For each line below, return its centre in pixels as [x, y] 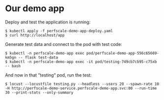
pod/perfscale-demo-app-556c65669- [123, 53]
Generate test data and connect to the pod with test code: [64, 44]
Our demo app [35, 9]
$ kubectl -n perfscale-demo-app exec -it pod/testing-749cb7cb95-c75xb [81, 61]
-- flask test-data [38, 57]
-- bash [13, 66]
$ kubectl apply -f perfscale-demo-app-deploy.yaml [59, 31]
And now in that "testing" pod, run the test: [48, 75]
